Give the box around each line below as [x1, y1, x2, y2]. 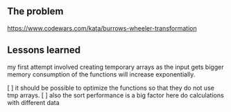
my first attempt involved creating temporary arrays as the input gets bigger [7, 63, 224, 71]
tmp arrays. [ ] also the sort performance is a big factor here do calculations [7, 90, 224, 99]
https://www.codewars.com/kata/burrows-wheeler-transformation [7, 24, 197, 32]
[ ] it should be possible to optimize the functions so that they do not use [7, 83, 215, 92]
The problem [7, 6, 64, 17]
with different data [7, 98, 60, 106]
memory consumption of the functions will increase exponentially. [7, 70, 196, 79]
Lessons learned [7, 45, 81, 56]
